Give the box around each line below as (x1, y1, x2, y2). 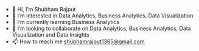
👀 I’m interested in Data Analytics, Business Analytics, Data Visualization (12, 12, 194, 19)
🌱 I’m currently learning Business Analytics (12, 19, 120, 25)
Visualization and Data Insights (12, 31, 89, 38)
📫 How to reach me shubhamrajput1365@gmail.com (12, 38, 145, 45)
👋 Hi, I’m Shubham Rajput (12, 6, 76, 13)
